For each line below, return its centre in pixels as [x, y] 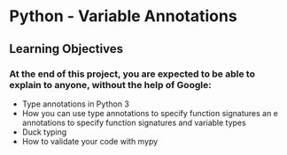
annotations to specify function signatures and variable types [134, 122]
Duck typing [44, 132]
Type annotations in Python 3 [76, 104]
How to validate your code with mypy [90, 141]
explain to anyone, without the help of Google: [110, 85]
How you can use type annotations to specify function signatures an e [150, 113]
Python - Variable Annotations [123, 16]
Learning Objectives [66, 49]
